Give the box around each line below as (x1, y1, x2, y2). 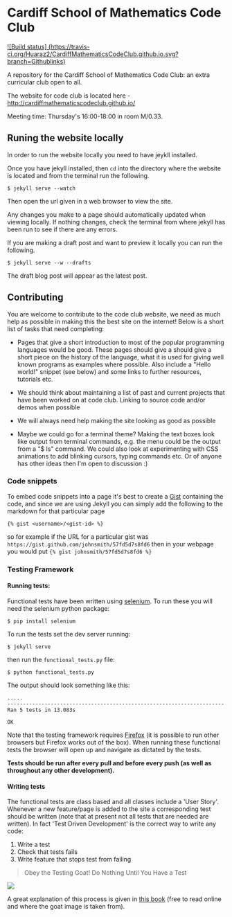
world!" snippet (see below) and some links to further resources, (17, 367, 202, 375)
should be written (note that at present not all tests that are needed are (7, 812, 209, 821)
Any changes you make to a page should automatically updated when (7, 210, 206, 219)
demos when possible (17, 403, 80, 411)
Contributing (7, 292, 64, 303)
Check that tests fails (17, 848, 78, 856)
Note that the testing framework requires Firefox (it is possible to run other (7, 731, 220, 739)
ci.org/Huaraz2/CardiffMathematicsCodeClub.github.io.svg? (7, 50, 179, 58)
